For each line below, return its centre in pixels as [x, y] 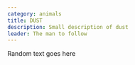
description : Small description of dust [68, 27]
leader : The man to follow [47, 34]
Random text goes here [42, 54]
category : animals [34, 14]
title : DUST [25, 20]
